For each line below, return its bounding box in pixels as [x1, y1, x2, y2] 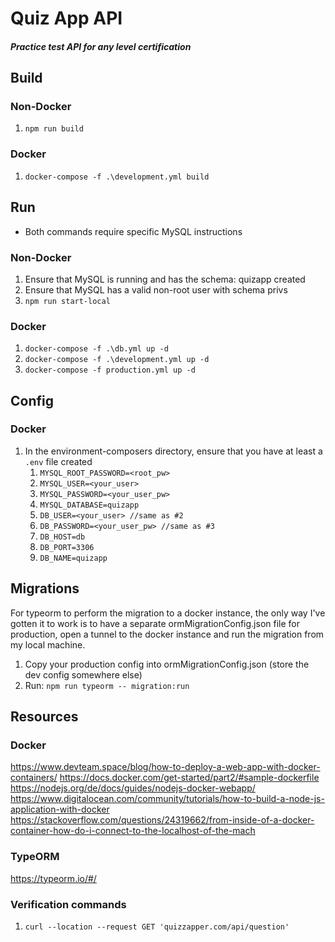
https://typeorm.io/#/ [10, 872, 97, 884]
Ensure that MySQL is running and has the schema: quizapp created [24, 273, 306, 285]
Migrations [10, 580, 80, 597]
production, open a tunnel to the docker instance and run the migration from [10, 628, 325, 640]
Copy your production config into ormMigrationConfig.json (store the [24, 658, 310, 670]
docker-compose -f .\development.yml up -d [24, 355, 210, 365]
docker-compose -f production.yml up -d [24, 365, 196, 376]
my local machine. [10, 638, 86, 651]
